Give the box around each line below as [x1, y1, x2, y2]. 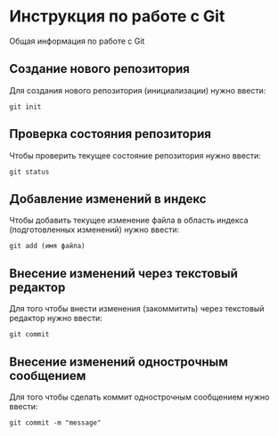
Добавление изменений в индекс [9, 191, 207, 206]
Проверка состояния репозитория [9, 126, 212, 141]
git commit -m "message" [9, 418, 102, 427]
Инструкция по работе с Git [9, 6, 225, 27]
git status [9, 167, 50, 176]
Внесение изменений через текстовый [9, 265, 238, 281]
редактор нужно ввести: [9, 313, 102, 324]
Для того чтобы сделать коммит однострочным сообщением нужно [9, 392, 270, 402]
